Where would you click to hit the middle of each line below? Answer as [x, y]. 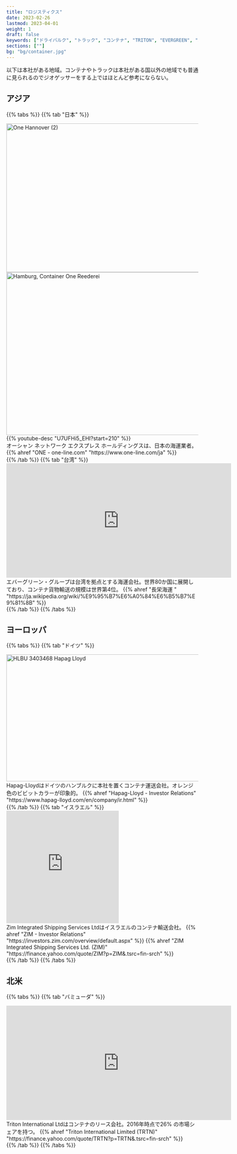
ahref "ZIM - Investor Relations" [46, 934]
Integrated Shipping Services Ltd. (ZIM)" [57, 947]
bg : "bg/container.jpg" [37, 52]
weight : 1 [19, 29]
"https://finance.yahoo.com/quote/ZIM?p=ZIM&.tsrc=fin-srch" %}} [90, 954]
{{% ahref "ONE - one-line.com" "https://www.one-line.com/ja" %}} [92, 452]
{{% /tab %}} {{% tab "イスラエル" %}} [55, 807]
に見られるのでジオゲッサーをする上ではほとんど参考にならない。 [89, 78]
